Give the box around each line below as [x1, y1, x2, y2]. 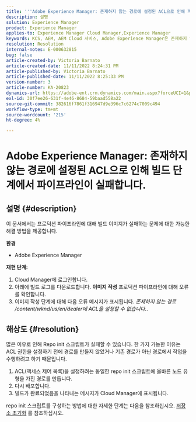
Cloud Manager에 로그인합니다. [14, 276, 88, 283]
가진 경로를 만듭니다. [25, 375, 73, 382]
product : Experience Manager [6, 25, 77, 31]
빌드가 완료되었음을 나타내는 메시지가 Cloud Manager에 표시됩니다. [14, 389, 169, 396]
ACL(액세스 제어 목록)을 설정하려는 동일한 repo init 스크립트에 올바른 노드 [14, 368, 182, 375]
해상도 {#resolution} [6, 324, 79, 334]
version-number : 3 [6, 79, 51, 85]
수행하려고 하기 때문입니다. [6, 355, 67, 362]
